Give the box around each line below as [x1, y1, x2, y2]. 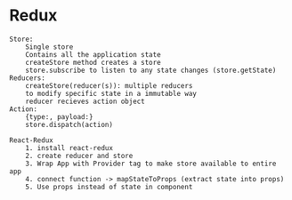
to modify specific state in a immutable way [25, 89, 198, 98]
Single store [25, 42, 74, 52]
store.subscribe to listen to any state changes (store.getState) [25, 66, 277, 75]
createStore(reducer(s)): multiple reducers [25, 81, 193, 90]
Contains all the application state [25, 50, 162, 59]
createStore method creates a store [25, 58, 162, 67]
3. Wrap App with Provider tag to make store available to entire [25, 159, 277, 168]
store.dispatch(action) [25, 120, 114, 129]
